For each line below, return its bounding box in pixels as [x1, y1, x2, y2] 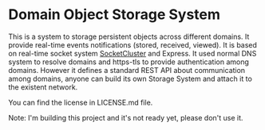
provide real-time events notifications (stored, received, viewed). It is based [8, 40, 258, 49]
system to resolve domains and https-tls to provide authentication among [8, 57, 250, 67]
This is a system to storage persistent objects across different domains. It [8, 32, 250, 41]
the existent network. [8, 82, 78, 92]
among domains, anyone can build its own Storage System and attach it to [8, 74, 253, 83]
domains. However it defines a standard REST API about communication [8, 65, 246, 75]
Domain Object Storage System [8, 6, 221, 24]
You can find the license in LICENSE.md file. [8, 97, 153, 107]
